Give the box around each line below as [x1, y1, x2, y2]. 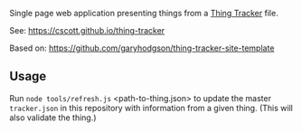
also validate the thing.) [9, 112, 97, 123]
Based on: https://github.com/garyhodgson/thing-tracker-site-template [9, 42, 275, 53]
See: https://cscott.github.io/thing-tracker [9, 25, 165, 35]
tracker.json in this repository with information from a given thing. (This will [9, 102, 294, 113]
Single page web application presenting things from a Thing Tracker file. [9, 8, 278, 18]
